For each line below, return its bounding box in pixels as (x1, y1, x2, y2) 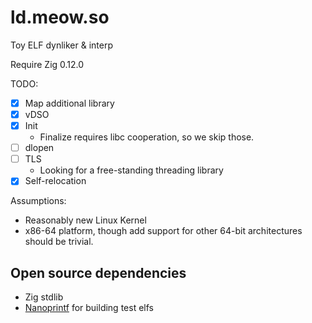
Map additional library (24, 97, 115, 109)
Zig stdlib (24, 291, 64, 303)
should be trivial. (24, 236, 94, 248)
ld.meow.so (10, 6, 110, 29)
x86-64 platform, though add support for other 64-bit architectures (24, 225, 303, 237)
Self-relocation (24, 175, 87, 187)
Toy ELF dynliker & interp (10, 39, 113, 51)
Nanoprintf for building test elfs (24, 302, 154, 314)
